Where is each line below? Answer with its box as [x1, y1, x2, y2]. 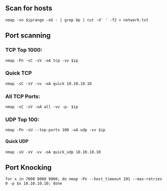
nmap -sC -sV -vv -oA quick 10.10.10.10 [5, 81, 92, 86]
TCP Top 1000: [5, 47, 43, 54]
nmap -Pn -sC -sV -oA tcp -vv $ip [5, 58, 79, 63]
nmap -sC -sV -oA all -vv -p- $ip [5, 104, 79, 109]
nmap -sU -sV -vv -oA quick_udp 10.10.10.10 [5, 149, 101, 155]
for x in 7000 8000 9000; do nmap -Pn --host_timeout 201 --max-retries [5, 177, 162, 182]
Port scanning [5, 31, 51, 40]
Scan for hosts [5, 4, 52, 13]
